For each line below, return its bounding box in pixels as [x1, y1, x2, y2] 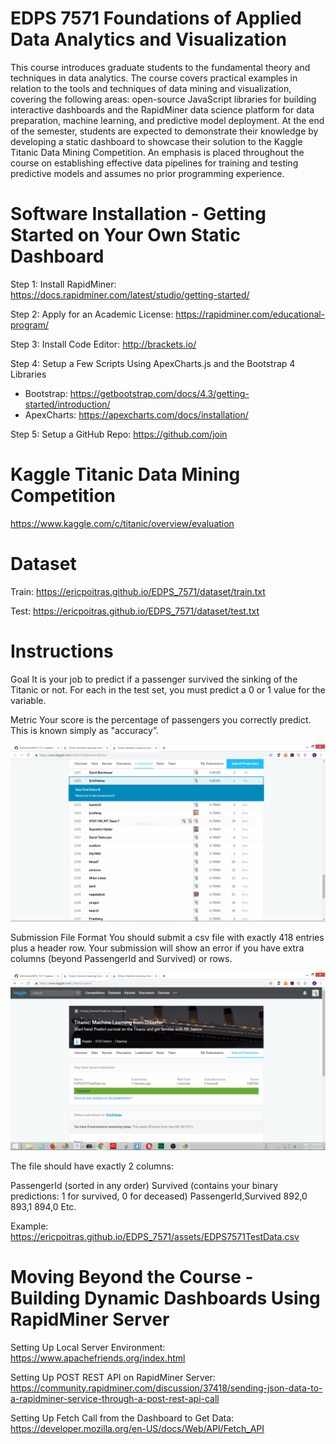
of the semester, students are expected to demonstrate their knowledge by [10, 125, 319, 137]
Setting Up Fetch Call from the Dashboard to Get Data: [10, 1412, 235, 1424]
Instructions [10, 640, 114, 662]
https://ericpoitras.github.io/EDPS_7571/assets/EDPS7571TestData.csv [10, 1230, 300, 1242]
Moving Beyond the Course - [10, 1265, 254, 1288]
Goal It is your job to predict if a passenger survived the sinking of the [10, 673, 298, 685]
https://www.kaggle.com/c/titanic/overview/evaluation [10, 517, 235, 529]
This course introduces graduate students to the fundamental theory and [10, 61, 311, 73]
